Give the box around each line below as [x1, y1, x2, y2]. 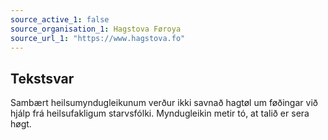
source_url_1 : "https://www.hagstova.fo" [10, 33, 186, 43]
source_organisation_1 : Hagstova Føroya [10, 24, 182, 34]
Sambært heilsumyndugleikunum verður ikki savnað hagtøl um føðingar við [10, 97, 318, 109]
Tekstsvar [10, 70, 75, 87]
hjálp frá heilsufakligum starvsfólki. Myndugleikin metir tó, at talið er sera [10, 107, 310, 120]
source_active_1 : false [10, 14, 110, 25]
